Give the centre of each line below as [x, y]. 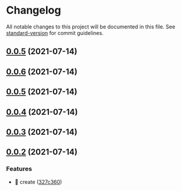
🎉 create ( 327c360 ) [38, 182]
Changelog [34, 10]
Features [19, 169]
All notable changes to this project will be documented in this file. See [91, 27]
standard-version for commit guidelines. [55, 33]
